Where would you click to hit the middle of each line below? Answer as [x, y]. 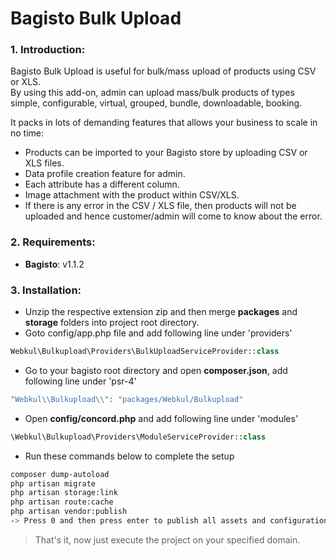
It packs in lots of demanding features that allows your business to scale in [164, 123]
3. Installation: [46, 290]
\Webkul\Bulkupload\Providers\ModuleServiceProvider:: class [138, 437]
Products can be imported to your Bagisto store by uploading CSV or [166, 153]
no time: [27, 133]
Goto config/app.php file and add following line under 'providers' [158, 333]
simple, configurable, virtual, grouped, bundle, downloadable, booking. [156, 103]
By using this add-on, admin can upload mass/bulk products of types [152, 93]
